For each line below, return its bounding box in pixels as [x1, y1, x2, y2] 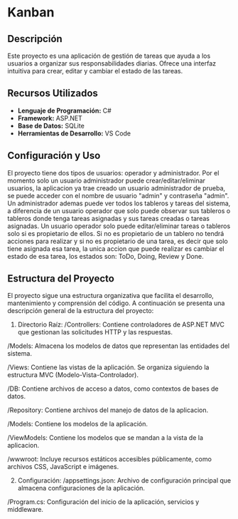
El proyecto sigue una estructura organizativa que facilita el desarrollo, [7, 292, 215, 300]
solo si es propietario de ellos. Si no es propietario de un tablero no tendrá [7, 229, 225, 237]
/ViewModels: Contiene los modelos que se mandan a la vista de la [7, 433, 204, 442]
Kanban [7, 4, 55, 21]
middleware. [7, 505, 44, 514]
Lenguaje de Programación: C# [17, 106, 112, 115]
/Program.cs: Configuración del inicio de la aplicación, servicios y [7, 498, 200, 506]
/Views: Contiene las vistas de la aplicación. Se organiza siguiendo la [7, 363, 210, 371]
